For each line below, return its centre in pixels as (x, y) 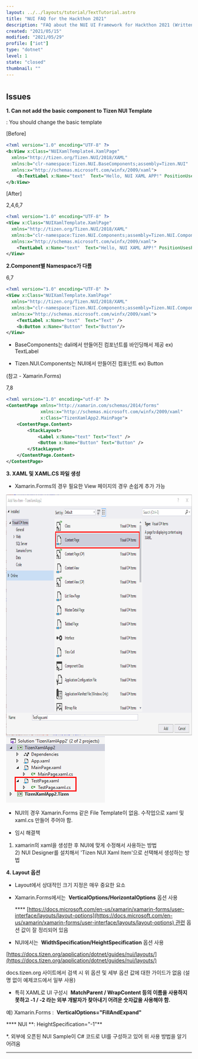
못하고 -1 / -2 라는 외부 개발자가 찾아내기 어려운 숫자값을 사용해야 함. (93, 999)
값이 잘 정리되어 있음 (45, 930)
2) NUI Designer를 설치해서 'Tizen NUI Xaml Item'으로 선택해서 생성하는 (99, 852)
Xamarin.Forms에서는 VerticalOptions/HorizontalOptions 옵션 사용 (96, 897)
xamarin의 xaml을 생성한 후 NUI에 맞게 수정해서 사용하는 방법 (86, 845)
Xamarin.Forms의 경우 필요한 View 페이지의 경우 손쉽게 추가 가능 (90, 486)
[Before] (16, 134)
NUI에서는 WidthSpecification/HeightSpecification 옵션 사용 (89, 942)
